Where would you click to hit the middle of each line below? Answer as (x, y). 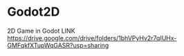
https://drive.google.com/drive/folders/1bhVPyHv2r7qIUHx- (92, 38)
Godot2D (34, 12)
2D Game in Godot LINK (41, 31)
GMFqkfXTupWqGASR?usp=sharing (58, 45)
